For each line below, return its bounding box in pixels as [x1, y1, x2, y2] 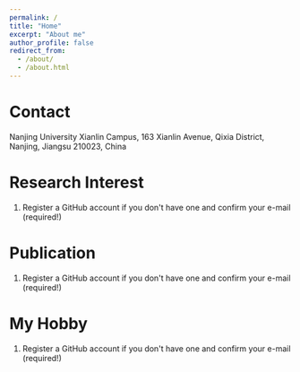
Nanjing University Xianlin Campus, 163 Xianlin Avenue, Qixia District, [9, 131, 265, 142]
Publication [9, 243, 96, 263]
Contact [9, 102, 71, 122]
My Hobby [9, 313, 88, 333]
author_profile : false [9, 38, 94, 48]
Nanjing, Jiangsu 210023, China [9, 141, 127, 151]
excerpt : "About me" [9, 30, 87, 39]
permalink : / [9, 13, 58, 22]
